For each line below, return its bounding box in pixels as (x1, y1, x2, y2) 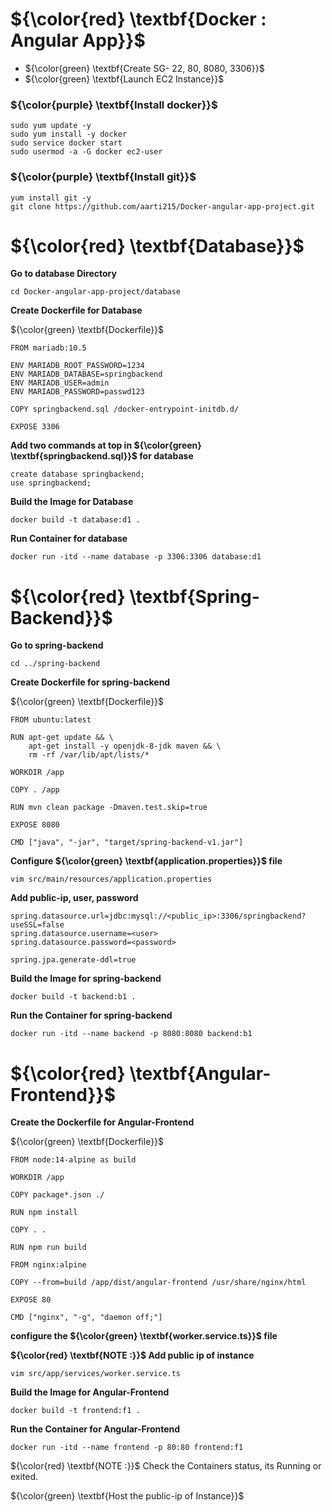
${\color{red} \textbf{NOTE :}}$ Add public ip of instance (10, 1349, 255, 1362)
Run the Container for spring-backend (10, 1009, 173, 1022)
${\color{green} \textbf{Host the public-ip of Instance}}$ (10, 1490, 245, 1502)
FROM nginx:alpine (10, 1260, 87, 1270)
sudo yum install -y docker (10, 129, 128, 140)
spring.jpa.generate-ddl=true (10, 955, 137, 965)
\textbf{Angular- (129, 1062, 272, 1085)
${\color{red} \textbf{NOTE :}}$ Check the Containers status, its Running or (10, 1460, 322, 1472)
